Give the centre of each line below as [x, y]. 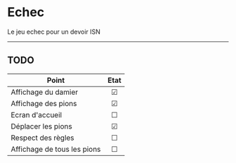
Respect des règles [43, 138]
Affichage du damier [45, 92]
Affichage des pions [44, 103]
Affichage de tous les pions [56, 149]
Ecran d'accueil [36, 115]
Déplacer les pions [41, 126]
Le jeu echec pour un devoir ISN [54, 32]
